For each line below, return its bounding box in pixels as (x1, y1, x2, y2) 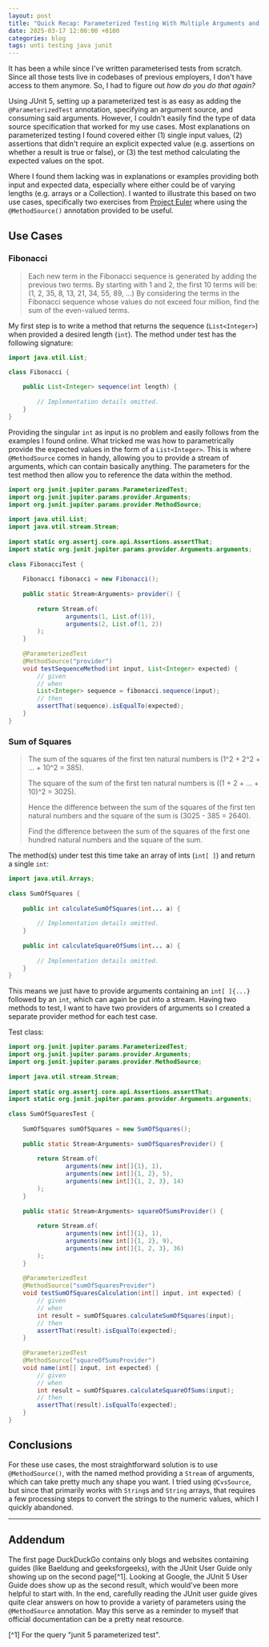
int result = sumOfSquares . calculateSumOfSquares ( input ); (37, 1311, 235, 1319)
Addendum (8, 1533, 66, 1547)
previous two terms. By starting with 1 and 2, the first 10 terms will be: (27, 279, 258, 289)
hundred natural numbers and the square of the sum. (27, 835, 203, 845)
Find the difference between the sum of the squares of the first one (27, 826, 251, 836)
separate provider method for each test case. (8, 1012, 158, 1021)
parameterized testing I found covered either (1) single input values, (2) (8, 130, 243, 141)
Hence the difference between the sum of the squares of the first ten (27, 802, 256, 812)
